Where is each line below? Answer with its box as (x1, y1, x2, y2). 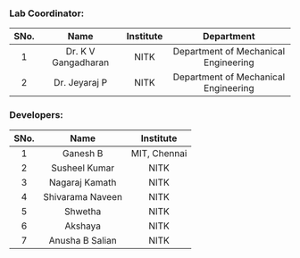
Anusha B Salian (48, 234, 118, 246)
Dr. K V (65, 46, 96, 58)
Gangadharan (52, 56, 110, 69)
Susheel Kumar (50, 162, 115, 174)
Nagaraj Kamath (48, 176, 117, 188)
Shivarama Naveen (43, 190, 123, 203)
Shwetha (63, 204, 102, 217)
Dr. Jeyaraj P (53, 77, 108, 89)
